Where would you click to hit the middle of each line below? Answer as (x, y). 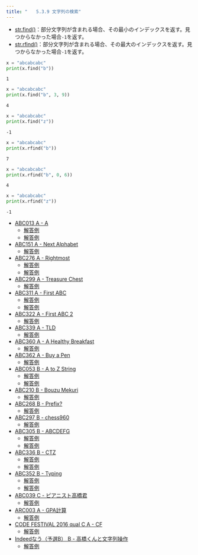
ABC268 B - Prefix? (38, 404)
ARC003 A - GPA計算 (40, 510)
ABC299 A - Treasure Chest (49, 279)
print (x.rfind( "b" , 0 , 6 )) (39, 175)
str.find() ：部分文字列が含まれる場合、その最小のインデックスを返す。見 (103, 29)
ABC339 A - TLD (35, 328)
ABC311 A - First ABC (40, 293)
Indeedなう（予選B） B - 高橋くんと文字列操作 (71, 539)
